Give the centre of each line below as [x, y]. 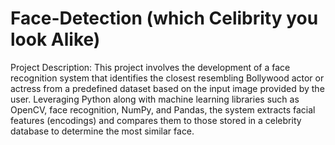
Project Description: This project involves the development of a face [150, 67]
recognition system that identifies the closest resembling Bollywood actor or [167, 78]
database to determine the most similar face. [102, 131]
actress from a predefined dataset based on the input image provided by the [167, 88]
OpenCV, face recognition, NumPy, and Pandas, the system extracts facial [163, 109]
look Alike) [55, 39]
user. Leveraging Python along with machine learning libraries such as [155, 99]
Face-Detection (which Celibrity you [164, 18]
